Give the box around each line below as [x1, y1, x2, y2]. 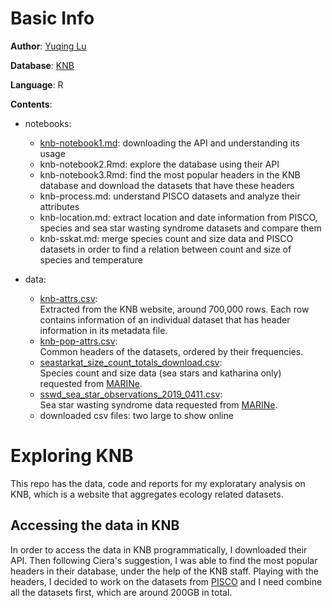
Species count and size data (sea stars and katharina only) [39, 367, 282, 379]
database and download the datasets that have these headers [39, 179, 295, 191]
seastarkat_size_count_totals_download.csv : [39, 356, 223, 368]
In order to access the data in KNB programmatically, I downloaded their [10, 543, 308, 556]
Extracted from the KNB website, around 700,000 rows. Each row [39, 303, 310, 315]
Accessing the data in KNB [10, 517, 180, 534]
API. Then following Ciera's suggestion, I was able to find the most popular [10, 554, 318, 566]
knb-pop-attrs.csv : [39, 335, 118, 347]
